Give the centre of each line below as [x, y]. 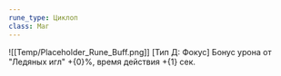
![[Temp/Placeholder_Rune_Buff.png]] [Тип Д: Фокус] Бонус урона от [140, 52]
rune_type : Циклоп [43, 18]
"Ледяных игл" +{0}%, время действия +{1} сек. [102, 62]
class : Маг [29, 26]
